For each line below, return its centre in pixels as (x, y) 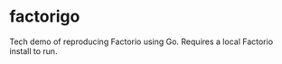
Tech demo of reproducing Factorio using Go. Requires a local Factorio (141, 41)
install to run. (33, 50)
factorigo (45, 17)
